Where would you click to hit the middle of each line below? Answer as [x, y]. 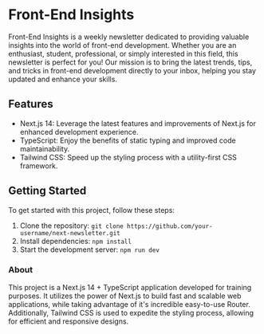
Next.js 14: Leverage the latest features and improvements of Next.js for [138, 123]
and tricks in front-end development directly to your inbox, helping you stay [132, 70]
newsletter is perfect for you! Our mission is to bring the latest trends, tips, [130, 62]
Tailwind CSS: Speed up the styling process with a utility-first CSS [128, 157]
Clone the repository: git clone [71, 226]
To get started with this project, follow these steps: [92, 210]
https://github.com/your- [169, 226]
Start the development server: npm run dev [89, 250]
